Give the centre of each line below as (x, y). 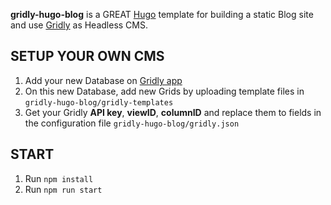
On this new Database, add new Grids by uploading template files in (164, 91)
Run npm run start (63, 189)
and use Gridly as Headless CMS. (79, 25)
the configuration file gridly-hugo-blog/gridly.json (132, 123)
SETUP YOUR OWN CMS (87, 56)
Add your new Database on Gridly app (103, 80)
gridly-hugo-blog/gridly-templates (99, 102)
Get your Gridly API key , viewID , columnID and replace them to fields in (173, 112)
